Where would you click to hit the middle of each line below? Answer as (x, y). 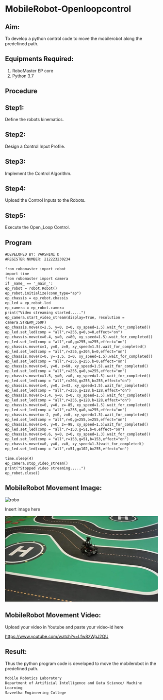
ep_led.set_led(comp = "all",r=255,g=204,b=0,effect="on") (66, 352)
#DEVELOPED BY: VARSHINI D (32, 254)
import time (17, 274)
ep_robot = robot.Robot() (31, 289)
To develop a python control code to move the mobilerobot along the (73, 38)
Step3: (15, 162)
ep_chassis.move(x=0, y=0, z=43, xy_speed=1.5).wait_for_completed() (77, 386)
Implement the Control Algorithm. (38, 173)
